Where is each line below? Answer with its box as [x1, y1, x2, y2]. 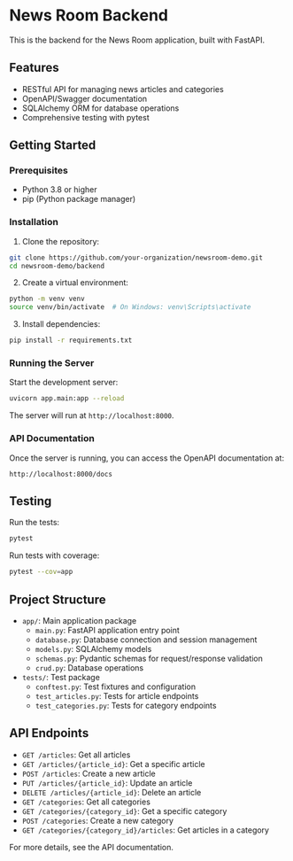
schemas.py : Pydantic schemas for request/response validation [35, 653, 264, 663]
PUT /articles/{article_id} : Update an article [21, 777, 193, 788]
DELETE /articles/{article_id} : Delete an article [21, 787, 202, 797]
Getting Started [9, 138, 96, 153]
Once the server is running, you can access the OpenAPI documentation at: [9, 453, 285, 463]
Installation [9, 216, 59, 229]
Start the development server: [9, 377, 119, 388]
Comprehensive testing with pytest [21, 112, 150, 122]
